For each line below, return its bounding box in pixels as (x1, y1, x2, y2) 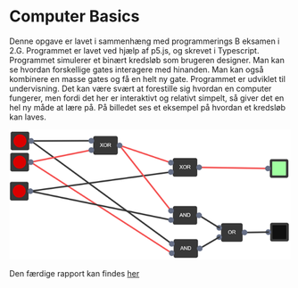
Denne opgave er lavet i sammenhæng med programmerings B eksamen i (9, 36, 280, 46)
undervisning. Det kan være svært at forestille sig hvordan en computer (9, 83, 272, 94)
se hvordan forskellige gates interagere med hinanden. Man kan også (9, 64, 264, 75)
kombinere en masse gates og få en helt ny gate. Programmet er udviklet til (9, 73, 286, 84)
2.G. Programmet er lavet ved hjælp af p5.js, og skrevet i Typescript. (9, 45, 260, 55)
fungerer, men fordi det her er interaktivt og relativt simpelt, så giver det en (9, 92, 285, 103)
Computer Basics (9, 6, 140, 27)
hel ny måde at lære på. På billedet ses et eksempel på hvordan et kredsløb (9, 102, 286, 112)
